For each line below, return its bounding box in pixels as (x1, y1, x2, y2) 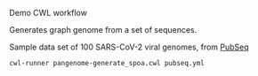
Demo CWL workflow (9, 8, 87, 18)
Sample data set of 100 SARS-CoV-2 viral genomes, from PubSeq (9, 42, 249, 52)
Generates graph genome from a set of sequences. (9, 25, 198, 34)
